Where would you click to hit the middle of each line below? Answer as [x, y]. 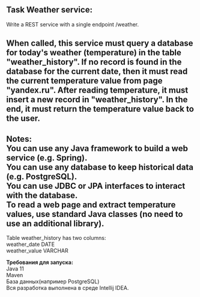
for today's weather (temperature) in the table [94, 53]
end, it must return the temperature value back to [100, 109]
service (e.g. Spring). [47, 158]
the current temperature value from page [85, 81]
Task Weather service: [50, 10]
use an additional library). [55, 223]
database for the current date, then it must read [97, 72]
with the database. [42, 195]
